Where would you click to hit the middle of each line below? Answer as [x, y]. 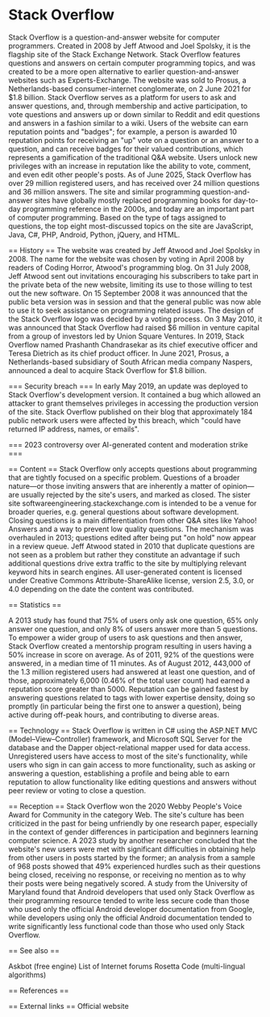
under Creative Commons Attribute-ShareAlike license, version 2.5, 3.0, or [131, 580]
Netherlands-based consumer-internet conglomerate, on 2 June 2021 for [130, 88]
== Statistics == [35, 604]
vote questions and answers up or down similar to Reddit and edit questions [134, 114]
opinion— [238, 485]
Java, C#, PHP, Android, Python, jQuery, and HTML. [94, 234]
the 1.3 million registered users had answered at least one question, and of [132, 671]
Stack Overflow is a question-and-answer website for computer [114, 37]
